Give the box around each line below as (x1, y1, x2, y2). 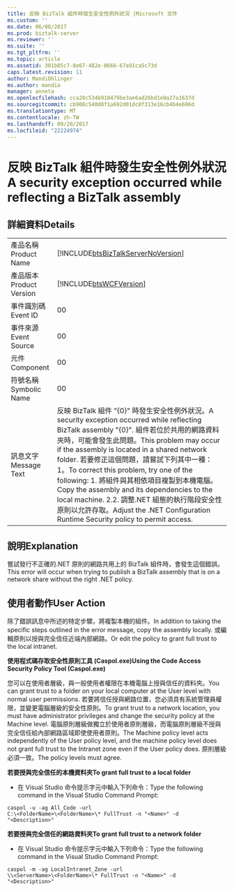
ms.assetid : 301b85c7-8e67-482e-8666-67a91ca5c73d (7, 62, 157, 69)
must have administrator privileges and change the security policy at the (7, 712, 214, 719)
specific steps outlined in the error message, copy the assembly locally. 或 (7, 626, 221, 634)
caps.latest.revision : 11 (7, 68, 82, 75)
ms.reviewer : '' (7, 36, 54, 43)
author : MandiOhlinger (7, 75, 73, 82)
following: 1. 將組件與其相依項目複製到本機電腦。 (56, 476, 218, 486)
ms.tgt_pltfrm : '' (7, 50, 61, 57)
